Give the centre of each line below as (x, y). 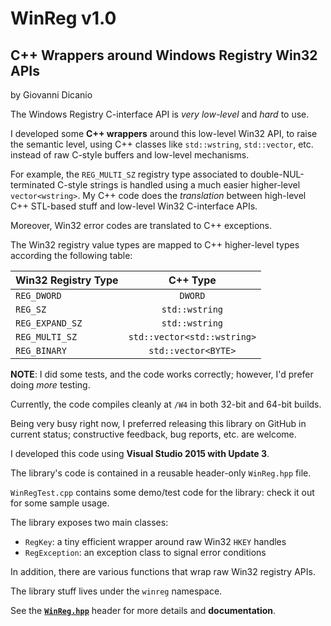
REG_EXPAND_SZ (49, 323)
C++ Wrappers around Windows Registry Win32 (164, 55)
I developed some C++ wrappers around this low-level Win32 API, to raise (164, 133)
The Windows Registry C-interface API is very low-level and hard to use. (160, 114)
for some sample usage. (60, 503)
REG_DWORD (38, 295)
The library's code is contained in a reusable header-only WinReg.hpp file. (161, 473)
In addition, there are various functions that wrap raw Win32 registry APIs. (163, 571)
